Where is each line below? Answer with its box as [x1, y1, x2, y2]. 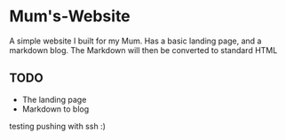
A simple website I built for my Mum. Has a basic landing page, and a [9, 35, 262, 46]
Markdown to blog [21, 104, 90, 114]
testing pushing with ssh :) [9, 121, 107, 131]
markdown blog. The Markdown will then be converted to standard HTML [9, 44, 278, 55]
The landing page [21, 94, 87, 105]
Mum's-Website [9, 6, 131, 27]
